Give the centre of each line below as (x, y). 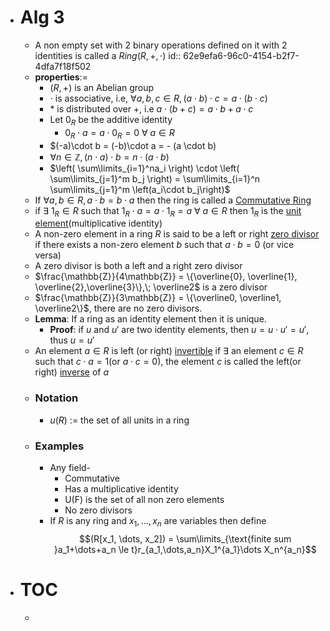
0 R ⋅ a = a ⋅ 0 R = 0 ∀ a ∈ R (119, 133)
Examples (59, 446)
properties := (61, 77)
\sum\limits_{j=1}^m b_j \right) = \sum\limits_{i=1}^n (155, 178)
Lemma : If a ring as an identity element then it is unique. (150, 319)
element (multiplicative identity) (98, 223)
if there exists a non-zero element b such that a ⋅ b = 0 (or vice (164, 245)
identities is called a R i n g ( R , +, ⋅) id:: (108, 55)
